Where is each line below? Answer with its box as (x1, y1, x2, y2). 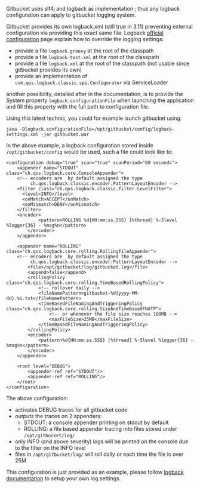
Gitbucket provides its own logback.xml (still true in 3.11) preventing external (6, 23, 193, 30)
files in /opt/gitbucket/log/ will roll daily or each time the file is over (14, 450, 184, 458)
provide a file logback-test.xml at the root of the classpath (14, 54, 159, 60)
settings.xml (6, 131, 39, 137)
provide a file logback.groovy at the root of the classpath (14, 47, 154, 54)
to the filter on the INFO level (14, 444, 86, 451)
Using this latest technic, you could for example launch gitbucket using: (6, 115, 182, 122)
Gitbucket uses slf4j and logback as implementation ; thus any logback (6, 5, 180, 12)
